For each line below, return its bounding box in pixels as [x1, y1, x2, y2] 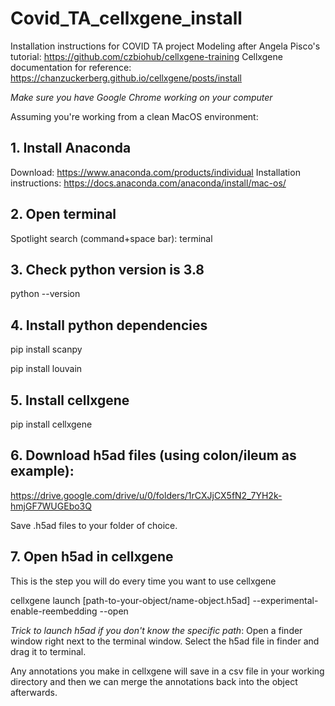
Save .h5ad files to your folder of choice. [10, 519, 178, 531]
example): [10, 463, 75, 480]
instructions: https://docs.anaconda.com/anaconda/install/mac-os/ [10, 177, 287, 189]
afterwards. [10, 686, 58, 698]
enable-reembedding [10, 605, 98, 617]
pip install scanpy [10, 343, 83, 356]
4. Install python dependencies [10, 317, 208, 334]
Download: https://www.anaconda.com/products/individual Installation [10, 166, 301, 178]
